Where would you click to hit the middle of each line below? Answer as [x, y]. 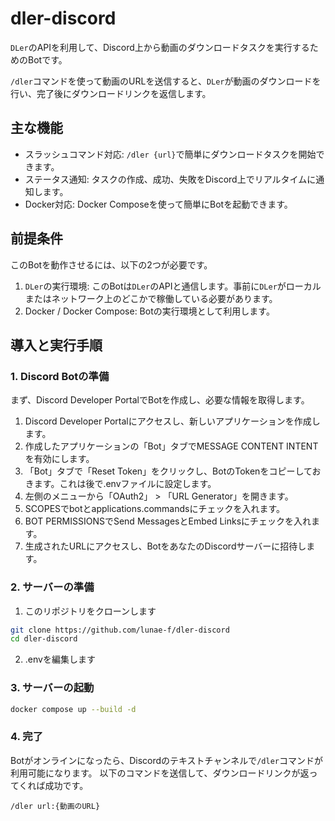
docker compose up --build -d [73, 709]
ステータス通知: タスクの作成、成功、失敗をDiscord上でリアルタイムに [170, 179]
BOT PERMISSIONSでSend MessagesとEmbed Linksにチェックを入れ [168, 521]
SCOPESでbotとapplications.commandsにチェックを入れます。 [155, 509]
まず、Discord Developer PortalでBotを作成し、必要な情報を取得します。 [160, 400]
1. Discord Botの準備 [60, 376]
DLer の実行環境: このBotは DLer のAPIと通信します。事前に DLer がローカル [173, 286]
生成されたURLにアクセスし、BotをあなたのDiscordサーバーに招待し [165, 546]
